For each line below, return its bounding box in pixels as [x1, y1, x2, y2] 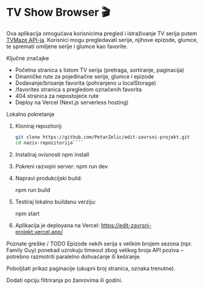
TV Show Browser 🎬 [6, 5, 111, 19]
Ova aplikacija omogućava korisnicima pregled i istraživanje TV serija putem [6, 29, 197, 37]
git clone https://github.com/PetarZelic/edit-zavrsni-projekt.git [15, 134, 190, 140]
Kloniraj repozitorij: [15, 122, 63, 129]
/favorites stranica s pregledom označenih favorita [15, 85, 142, 93]
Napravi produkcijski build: [15, 174, 82, 182]
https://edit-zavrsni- [100, 221, 152, 229]
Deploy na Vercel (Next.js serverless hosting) [15, 99, 129, 106]
